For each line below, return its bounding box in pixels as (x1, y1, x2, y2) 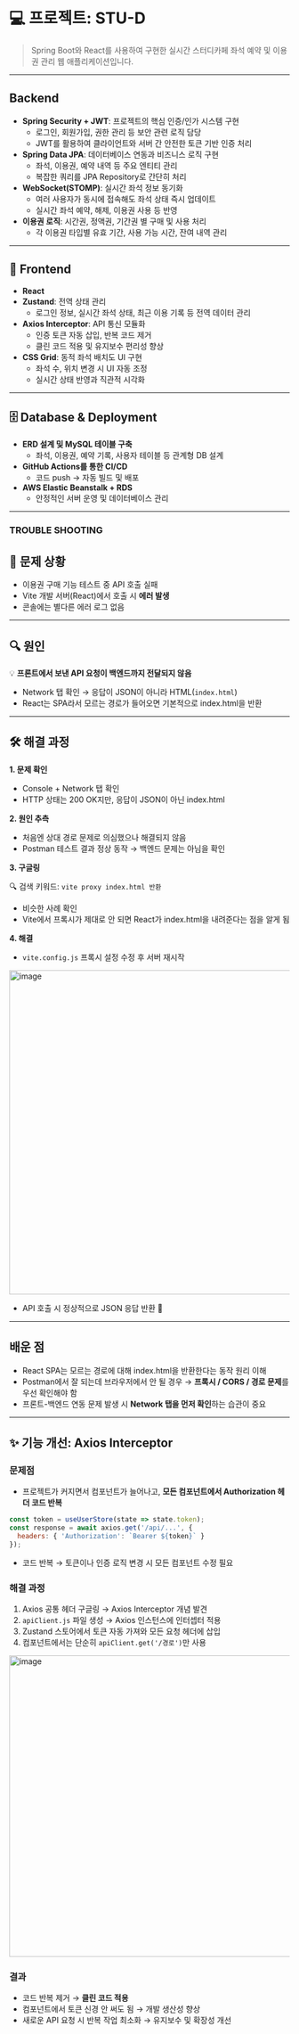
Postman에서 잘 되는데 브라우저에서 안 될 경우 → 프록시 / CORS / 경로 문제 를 (21, 1376, 289, 1387)
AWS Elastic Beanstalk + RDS (21, 482, 133, 493)
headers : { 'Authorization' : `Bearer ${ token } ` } (17, 1531, 205, 1540)
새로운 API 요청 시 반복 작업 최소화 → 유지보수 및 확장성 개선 (21, 2015, 232, 2026)
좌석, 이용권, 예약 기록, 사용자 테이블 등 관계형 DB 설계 (35, 450, 224, 461)
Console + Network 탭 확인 (21, 783, 120, 793)
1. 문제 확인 (9, 764, 48, 775)
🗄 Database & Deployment (9, 409, 158, 424)
